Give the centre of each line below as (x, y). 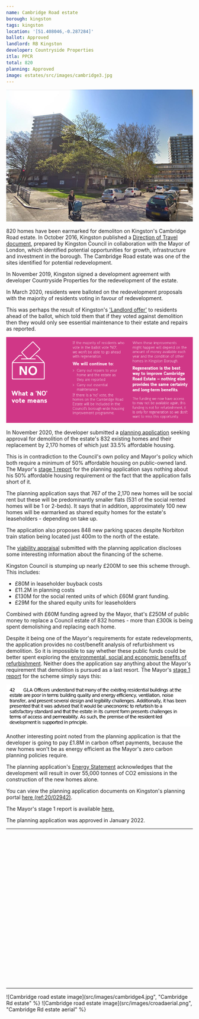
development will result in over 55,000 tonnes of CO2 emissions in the (92, 773)
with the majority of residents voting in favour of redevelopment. (85, 298)
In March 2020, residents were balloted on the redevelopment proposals (94, 292)
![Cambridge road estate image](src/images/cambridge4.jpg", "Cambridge (97, 996)
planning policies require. (37, 755)
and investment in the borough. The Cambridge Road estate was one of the (98, 256)
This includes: (23, 572)
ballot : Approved (28, 38)
